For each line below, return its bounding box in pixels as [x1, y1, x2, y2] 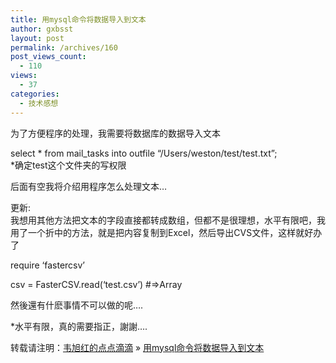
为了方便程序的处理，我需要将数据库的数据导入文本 [10, 127, 221, 139]
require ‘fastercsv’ [10, 259, 85, 271]
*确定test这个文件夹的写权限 [10, 159, 127, 171]
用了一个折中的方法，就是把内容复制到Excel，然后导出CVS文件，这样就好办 [10, 226, 323, 238]
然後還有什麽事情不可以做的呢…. [10, 299, 144, 311]
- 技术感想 [19, 98, 59, 108]
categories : [10, 89, 60, 99]
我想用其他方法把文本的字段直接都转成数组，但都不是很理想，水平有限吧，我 [10, 214, 326, 226]
